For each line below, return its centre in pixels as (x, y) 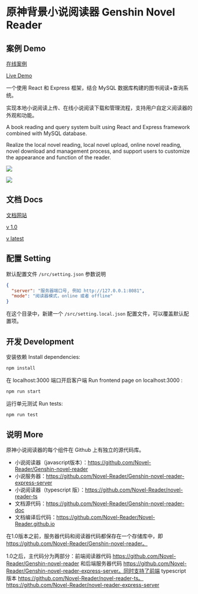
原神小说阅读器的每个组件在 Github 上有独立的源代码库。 (75, 450)
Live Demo (19, 76)
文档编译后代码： (35, 517)
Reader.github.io (35, 524)
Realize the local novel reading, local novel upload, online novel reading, (94, 145)
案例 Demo (26, 48)
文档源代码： (30, 503)
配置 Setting (29, 259)
